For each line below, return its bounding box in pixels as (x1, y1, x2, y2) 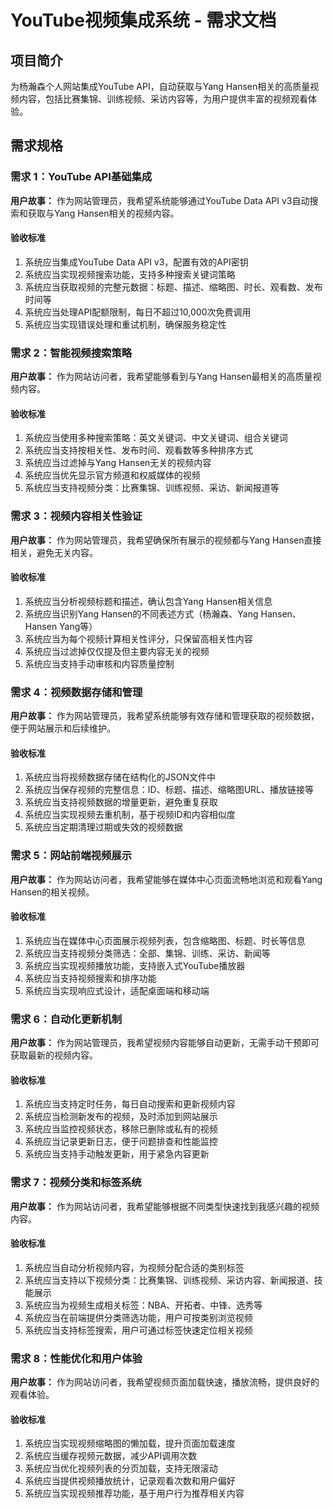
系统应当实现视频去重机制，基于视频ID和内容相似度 (24, 809, 236, 821)
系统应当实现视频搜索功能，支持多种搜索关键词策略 (24, 268, 236, 280)
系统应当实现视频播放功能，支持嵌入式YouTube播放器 (24, 959, 246, 971)
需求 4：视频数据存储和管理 (10, 685, 143, 699)
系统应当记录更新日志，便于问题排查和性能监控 (24, 1136, 218, 1148)
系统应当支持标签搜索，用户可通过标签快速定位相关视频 (24, 1324, 253, 1336)
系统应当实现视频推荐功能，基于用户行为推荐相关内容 (24, 1487, 245, 1500)
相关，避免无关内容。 (10, 546, 98, 558)
